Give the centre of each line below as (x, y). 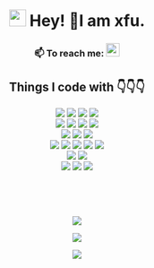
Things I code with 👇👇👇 (77, 86)
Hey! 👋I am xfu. (87, 21)
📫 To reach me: (69, 54)
